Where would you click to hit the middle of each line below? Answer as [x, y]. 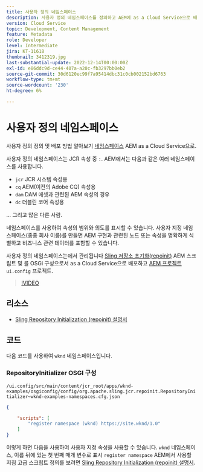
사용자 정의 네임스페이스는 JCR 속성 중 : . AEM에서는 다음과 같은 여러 [88, 159]
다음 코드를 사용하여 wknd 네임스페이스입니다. [60, 356]
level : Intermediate [32, 46]
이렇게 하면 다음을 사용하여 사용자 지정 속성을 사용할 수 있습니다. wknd [88, 447]
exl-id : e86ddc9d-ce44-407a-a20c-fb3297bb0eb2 [66, 68]
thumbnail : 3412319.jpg [36, 57]
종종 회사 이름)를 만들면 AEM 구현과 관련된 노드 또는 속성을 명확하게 [108, 235]
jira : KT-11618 [25, 52]
